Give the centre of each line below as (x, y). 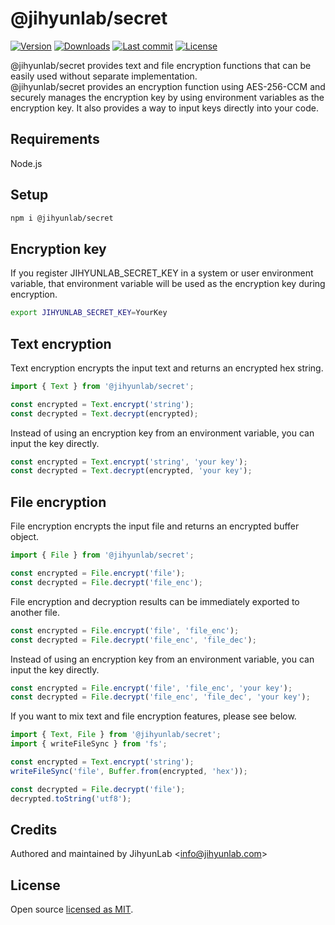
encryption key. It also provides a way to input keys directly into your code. (164, 108)
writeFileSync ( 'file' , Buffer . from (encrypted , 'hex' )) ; (129, 771)
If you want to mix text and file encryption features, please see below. (153, 716)
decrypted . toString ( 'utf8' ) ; (71, 798)
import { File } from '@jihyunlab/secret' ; (102, 555)
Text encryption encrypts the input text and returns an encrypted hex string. (167, 368)
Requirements (55, 139)
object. (25, 537)
